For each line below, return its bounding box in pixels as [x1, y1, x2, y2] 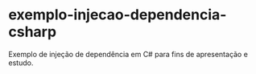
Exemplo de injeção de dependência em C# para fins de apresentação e [8, 49, 248, 59]
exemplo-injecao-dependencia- [8, 6, 227, 24]
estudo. [8, 58, 34, 68]
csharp [8, 23, 57, 41]
